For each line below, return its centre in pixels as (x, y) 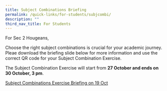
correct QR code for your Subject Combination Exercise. (63, 58)
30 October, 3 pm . (24, 73)
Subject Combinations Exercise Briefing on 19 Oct (57, 83)
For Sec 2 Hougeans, (27, 38)
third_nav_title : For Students (38, 24)
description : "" (22, 19)
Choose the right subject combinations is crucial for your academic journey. (84, 47)
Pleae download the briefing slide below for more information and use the (81, 53)
